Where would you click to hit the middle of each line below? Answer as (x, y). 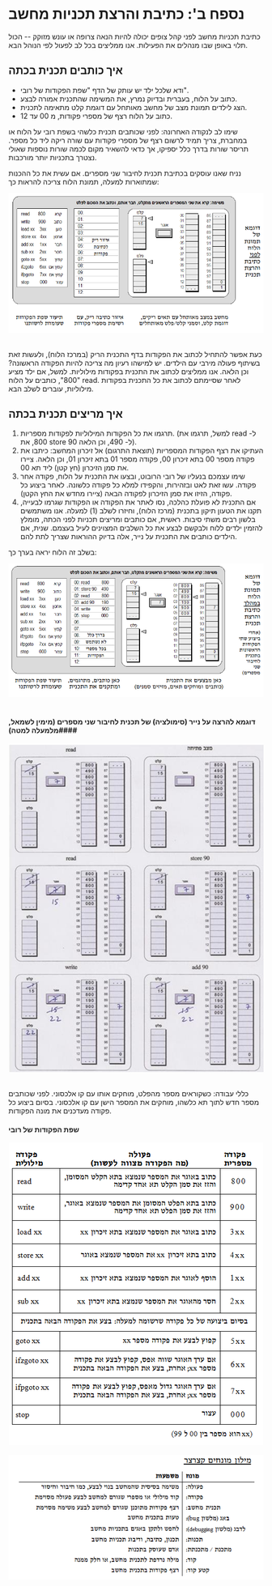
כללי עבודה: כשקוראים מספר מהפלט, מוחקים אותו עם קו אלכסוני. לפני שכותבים (129, 1093)
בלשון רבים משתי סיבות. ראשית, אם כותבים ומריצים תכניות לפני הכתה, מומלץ (138, 520)
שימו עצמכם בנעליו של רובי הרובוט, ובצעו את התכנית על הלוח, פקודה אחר (132, 476)
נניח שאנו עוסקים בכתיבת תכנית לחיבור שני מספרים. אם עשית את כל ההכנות (125, 173)
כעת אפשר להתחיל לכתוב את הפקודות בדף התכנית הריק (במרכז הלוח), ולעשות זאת (136, 354)
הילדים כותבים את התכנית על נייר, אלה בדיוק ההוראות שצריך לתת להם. (128, 537)
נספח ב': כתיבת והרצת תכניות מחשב (127, 14)
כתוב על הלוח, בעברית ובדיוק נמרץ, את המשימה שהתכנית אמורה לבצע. (128, 99)
